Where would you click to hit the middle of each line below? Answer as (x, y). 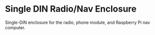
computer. (15, 27)
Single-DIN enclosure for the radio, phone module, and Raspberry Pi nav (78, 22)
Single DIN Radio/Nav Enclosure (71, 9)
